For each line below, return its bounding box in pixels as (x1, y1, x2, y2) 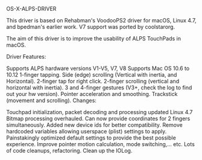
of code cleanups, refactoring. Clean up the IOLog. (6, 147, 133, 154)
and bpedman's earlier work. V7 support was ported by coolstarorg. (6, 24, 175, 30)
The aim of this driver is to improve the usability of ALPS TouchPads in (6, 35, 181, 42)
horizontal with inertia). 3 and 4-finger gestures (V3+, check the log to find (6, 84, 192, 91)
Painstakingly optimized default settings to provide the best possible (6, 134, 176, 141)
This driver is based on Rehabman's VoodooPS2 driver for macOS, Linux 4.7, (6, 17, 197, 24)
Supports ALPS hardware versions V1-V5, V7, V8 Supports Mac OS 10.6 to (6, 65, 190, 72)
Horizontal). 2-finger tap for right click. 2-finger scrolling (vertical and (6, 78, 180, 85)
